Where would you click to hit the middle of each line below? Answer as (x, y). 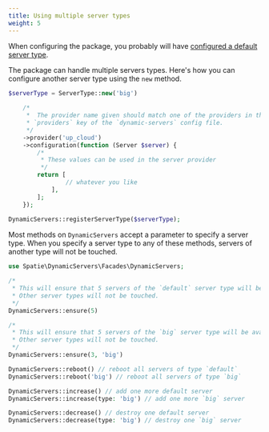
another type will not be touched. (63, 252)
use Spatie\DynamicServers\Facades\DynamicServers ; (96, 266)
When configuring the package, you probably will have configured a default (133, 46)
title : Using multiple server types (69, 16)
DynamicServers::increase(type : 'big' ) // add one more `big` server (127, 398)
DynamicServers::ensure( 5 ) (53, 310)
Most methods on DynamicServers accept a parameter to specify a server (128, 235)
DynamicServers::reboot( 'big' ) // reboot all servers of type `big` (125, 377)
